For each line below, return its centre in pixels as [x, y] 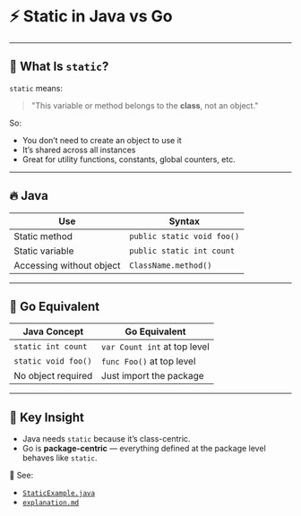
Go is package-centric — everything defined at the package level [144, 449]
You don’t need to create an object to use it [102, 140]
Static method [43, 236]
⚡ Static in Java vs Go [91, 17]
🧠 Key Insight [47, 417]
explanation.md [51, 503]
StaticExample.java [59, 494]
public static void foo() [185, 236]
